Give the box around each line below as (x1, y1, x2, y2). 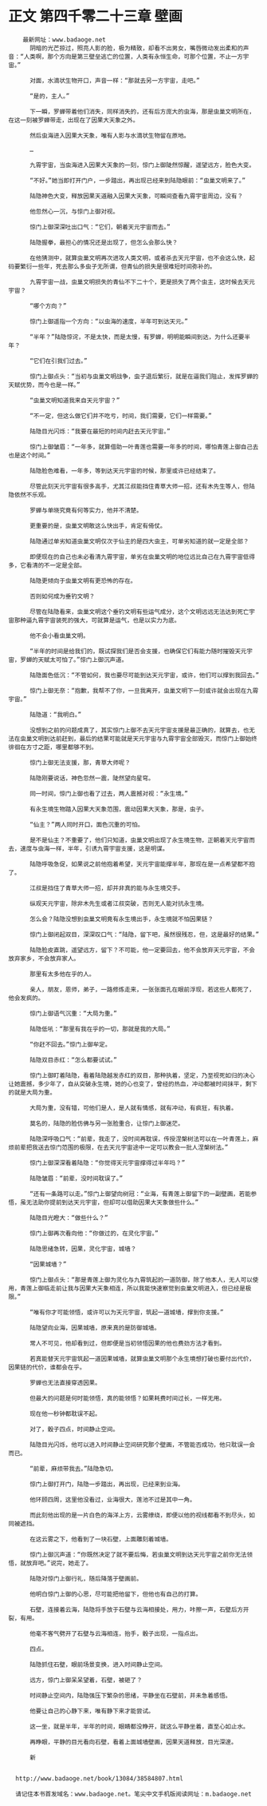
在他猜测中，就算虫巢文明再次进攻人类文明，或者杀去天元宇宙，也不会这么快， (29, 253, 249, 262)
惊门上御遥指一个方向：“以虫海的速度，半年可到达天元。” (29, 317, 189, 325)
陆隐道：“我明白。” (29, 711, 82, 719)
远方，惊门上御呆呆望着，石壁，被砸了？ (29, 1676, 143, 1684)
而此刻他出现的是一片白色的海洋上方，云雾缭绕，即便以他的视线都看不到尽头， (29, 1511, 249, 1519)
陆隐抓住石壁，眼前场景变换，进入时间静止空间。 (29, 1660, 167, 1668)
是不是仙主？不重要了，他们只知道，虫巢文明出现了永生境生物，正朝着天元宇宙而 (29, 836, 255, 844)
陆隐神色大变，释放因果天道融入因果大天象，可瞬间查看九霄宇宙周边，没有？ (29, 192, 244, 200)
